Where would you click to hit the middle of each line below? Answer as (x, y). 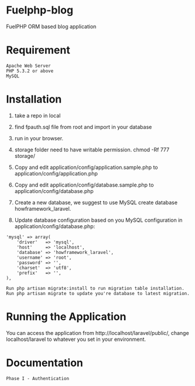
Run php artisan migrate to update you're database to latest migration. (98, 293)
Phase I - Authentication (37, 378)
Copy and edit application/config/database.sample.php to (84, 185)
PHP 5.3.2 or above (30, 71)
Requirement (38, 50)
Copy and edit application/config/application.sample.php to (86, 167)
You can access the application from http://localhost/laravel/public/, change (97, 333)
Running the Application (66, 317)
